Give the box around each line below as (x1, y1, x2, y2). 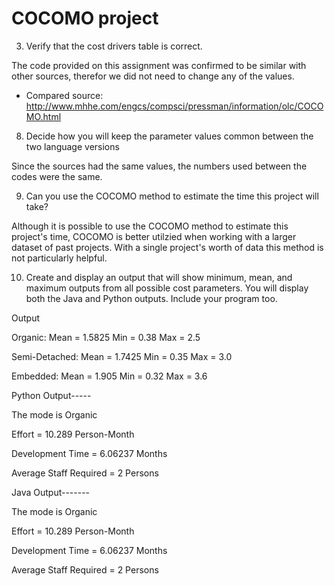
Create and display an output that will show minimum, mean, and (25, 271, 293, 283)
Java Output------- (11, 486, 91, 498)
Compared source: (25, 89, 104, 101)
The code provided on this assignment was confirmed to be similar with (11, 59, 307, 71)
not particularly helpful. (11, 252, 108, 264)
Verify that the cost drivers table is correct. (25, 40, 203, 52)
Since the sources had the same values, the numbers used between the (11, 160, 308, 172)
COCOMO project (11, 7, 159, 30)
